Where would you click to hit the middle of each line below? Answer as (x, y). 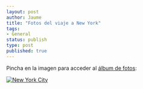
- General (19, 34)
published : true (27, 51)
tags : (13, 29)
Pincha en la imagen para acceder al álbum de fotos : (71, 68)
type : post (20, 46)
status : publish (27, 40)
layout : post (23, 12)
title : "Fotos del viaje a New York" (54, 23)
